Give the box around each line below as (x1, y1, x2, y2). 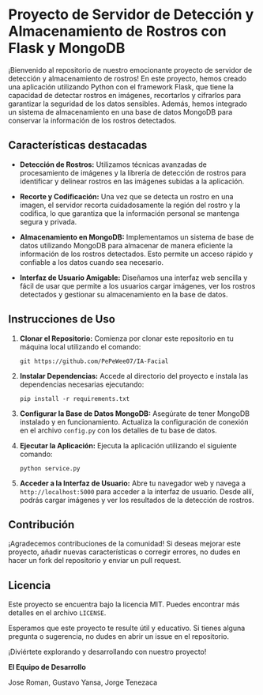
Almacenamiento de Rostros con (8, 22, 227, 40)
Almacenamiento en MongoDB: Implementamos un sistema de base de (19, 232, 254, 242)
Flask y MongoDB (8, 40, 126, 57)
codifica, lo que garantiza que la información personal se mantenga (19, 208, 239, 218)
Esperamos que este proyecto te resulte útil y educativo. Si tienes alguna (8, 623, 246, 633)
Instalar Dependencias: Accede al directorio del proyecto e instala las (19, 371, 249, 380)
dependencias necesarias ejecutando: (19, 380, 145, 389)
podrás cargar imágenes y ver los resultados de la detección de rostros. (19, 495, 254, 504)
